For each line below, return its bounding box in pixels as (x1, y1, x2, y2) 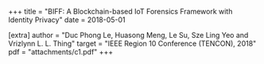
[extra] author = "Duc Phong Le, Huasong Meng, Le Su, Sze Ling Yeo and (8, 31, 249, 40)
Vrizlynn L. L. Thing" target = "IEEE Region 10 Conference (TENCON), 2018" (8, 39, 257, 48)
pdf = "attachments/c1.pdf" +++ (8, 47, 114, 56)
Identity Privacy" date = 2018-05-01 (8, 15, 126, 24)
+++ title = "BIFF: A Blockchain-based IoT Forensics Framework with (8, 7, 233, 16)
